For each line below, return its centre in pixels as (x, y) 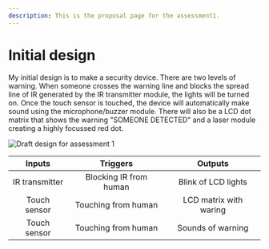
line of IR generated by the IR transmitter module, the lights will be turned (129, 94)
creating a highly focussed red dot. (66, 128)
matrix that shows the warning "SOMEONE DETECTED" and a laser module (132, 120)
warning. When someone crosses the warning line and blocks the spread (129, 85)
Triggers (116, 163)
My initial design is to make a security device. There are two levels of (122, 77)
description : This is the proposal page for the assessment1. (114, 16)
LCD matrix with (213, 200)
